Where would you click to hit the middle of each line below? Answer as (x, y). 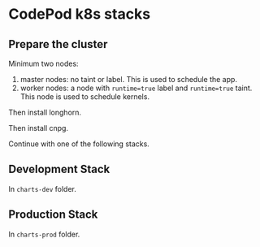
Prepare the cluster (58, 44)
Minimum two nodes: (43, 63)
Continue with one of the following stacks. (79, 144)
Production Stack (53, 215)
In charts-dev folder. (43, 188)
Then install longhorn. (45, 112)
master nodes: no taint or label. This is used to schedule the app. (129, 79)
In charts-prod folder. (44, 234)
